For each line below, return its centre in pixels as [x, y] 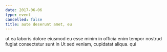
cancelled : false [24, 19]
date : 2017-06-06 [24, 10]
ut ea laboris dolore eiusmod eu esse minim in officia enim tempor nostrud [84, 39]
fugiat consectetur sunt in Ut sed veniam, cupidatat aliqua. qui [71, 44]
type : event [18, 15]
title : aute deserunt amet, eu [39, 24]
